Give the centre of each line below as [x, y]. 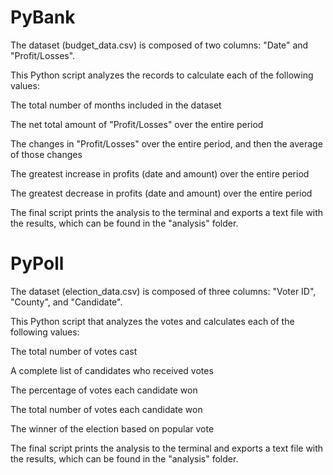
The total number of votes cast [74, 351]
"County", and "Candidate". [66, 302]
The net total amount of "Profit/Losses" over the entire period [137, 124]
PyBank [43, 17]
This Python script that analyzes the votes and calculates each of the [152, 321]
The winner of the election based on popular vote [112, 428]
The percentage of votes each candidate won [104, 390]
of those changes [46, 154]
